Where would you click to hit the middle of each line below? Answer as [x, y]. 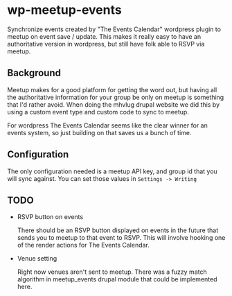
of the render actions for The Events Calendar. [83, 245]
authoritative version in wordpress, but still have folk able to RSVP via [106, 44]
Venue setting [37, 259]
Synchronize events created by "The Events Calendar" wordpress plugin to [114, 29]
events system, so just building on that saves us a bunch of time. [99, 132]
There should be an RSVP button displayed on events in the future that [118, 230]
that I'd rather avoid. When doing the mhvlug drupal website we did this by [114, 104]
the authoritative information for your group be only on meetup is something [116, 97]
